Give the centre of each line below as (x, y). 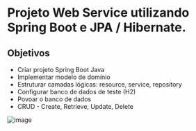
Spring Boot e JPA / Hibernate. (97, 27)
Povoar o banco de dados (54, 99)
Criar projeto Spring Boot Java (61, 70)
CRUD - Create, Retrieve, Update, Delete (75, 106)
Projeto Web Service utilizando (98, 13)
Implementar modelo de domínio (64, 77)
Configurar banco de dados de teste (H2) (76, 92)
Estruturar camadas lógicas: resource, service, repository (99, 84)
